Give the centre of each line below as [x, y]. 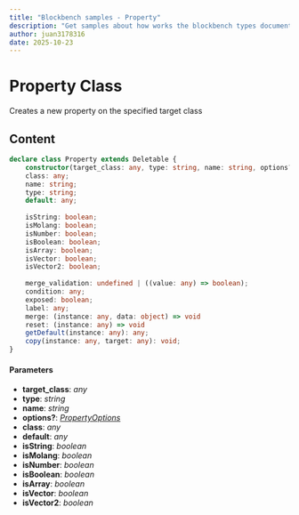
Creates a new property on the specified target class [106, 111]
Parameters [31, 369]
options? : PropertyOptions [71, 418]
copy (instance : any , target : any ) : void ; [103, 342]
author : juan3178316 [48, 34]
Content [32, 139]
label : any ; [47, 308]
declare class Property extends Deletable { [93, 159]
